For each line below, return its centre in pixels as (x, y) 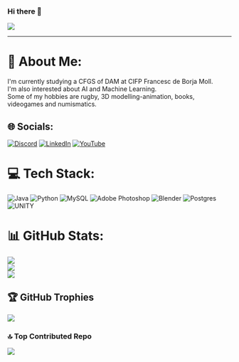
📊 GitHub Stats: (56, 236)
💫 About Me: (45, 62)
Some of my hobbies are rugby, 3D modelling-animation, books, (101, 97)
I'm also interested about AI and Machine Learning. (82, 89)
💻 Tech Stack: (51, 174)
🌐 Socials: (31, 126)
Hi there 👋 (25, 11)
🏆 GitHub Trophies (51, 298)
